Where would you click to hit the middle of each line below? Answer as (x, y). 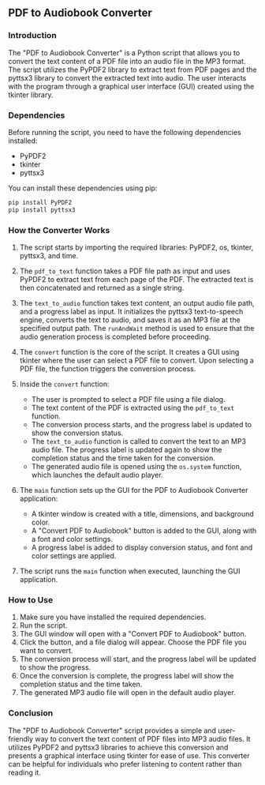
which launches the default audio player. (97, 475)
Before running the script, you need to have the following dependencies (125, 132)
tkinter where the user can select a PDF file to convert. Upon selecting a (136, 361)
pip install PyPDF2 (40, 202)
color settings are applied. (74, 556)
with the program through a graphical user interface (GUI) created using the (131, 86)
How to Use (31, 599)
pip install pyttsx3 (42, 210)
